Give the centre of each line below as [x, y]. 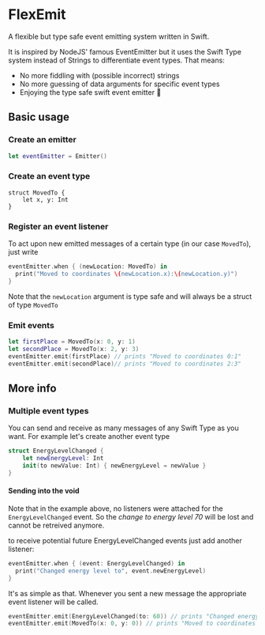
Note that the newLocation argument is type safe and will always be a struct [130, 296]
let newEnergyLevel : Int [63, 459]
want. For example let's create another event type [89, 437]
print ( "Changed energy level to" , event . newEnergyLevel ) [111, 571]
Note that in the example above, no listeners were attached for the [116, 508]
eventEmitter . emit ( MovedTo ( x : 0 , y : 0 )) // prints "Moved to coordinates [132, 624]
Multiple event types [49, 410]
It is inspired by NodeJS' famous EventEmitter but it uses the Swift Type [125, 51]
